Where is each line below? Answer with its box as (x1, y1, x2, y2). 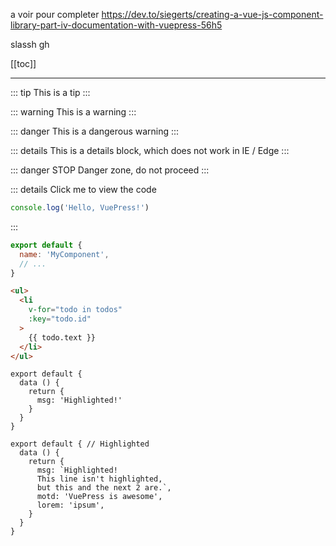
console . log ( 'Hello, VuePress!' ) (10, 203, 150, 213)
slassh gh (10, 39, 50, 50)
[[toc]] (10, 58, 37, 69)
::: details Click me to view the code (10, 184, 157, 195)
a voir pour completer (10, 9, 100, 20)
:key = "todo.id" (28, 314, 92, 324)
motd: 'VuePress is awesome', (36, 492, 163, 502)
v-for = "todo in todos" (28, 305, 123, 315)
